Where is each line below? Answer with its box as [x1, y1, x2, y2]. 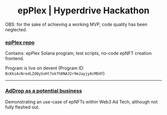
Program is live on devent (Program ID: [5, 65, 84, 71]
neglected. [5, 26, 27, 32]
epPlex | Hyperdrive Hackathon [17, 5, 150, 16]
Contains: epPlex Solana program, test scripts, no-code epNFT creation [5, 50, 152, 57]
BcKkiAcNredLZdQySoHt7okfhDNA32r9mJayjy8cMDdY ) [5, 70, 105, 76]
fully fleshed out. [5, 104, 40, 110]
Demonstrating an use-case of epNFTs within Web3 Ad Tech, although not [5, 99, 158, 105]
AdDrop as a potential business [5, 87, 83, 94]
